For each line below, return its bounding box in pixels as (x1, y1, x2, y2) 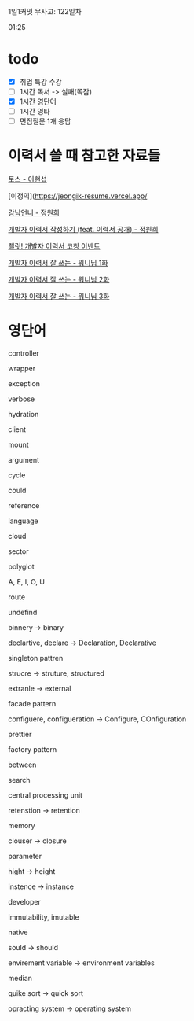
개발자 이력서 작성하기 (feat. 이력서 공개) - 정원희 (8, 225, 159, 234)
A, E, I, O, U (8, 577, 46, 587)
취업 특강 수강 (19, 77, 62, 87)
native (8, 927, 28, 938)
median (8, 974, 33, 983)
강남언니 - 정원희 (8, 208, 60, 218)
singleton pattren (8, 654, 64, 663)
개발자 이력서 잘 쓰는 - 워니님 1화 (8, 258, 108, 267)
